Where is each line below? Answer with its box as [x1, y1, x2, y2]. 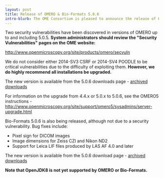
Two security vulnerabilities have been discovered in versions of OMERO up [5, 30, 158, 36]
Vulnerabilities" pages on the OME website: [5, 40, 96, 46]
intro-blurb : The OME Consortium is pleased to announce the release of [5, 16, 156, 21]
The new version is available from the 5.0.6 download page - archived [5, 153, 145, 158]
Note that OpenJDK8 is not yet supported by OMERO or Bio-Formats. [5, 167, 148, 173]
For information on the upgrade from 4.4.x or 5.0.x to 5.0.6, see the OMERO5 [5, 93, 159, 99]
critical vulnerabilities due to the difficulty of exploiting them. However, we [5, 64, 155, 70]
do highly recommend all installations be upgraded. [5, 69, 112, 75]
